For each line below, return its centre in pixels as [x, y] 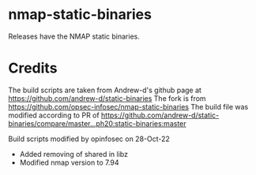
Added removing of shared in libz [74, 154]
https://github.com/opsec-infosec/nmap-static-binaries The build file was [128, 106]
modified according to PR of [54, 115]
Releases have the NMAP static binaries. [74, 36]
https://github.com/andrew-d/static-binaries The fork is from [107, 98]
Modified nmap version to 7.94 [69, 162]
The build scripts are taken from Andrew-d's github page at [105, 90]
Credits [33, 68]
